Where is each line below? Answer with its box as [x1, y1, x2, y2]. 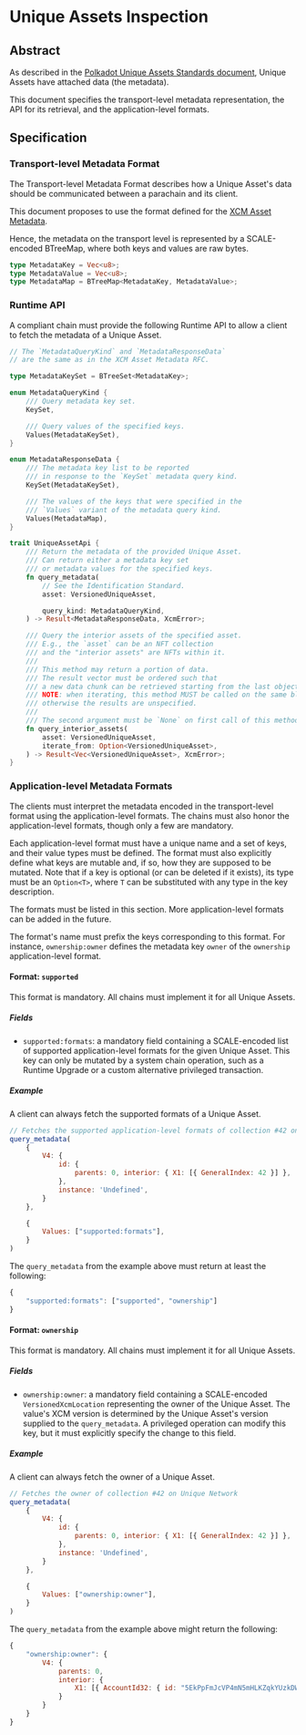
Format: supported [9, 971, 79, 982]
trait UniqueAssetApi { [9, 539, 100, 548]
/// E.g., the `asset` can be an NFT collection [25, 640, 214, 649]
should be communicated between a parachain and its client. [9, 188, 239, 199]
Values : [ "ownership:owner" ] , [42, 1590, 157, 1599]
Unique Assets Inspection [9, 6, 209, 27]
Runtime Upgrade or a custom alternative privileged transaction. [22, 1064, 264, 1075]
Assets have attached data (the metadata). [9, 77, 169, 88]
